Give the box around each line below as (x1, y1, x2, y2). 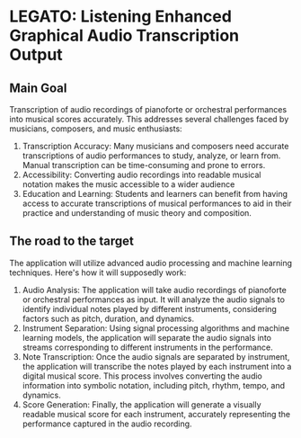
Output (9, 45, 63, 65)
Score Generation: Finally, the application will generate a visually (22, 398, 261, 410)
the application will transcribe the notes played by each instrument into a (22, 361, 292, 371)
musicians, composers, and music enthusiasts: (9, 123, 182, 134)
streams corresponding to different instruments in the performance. (22, 342, 273, 353)
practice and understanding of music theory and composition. (22, 208, 252, 218)
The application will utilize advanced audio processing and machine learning (9, 257, 293, 268)
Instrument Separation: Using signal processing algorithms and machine (22, 322, 290, 334)
